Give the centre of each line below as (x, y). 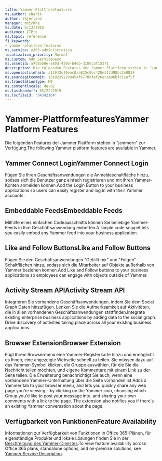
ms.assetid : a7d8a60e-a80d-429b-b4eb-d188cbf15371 (57, 64)
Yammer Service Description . (34, 454)
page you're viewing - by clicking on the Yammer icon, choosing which (75, 391)
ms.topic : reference (26, 37)
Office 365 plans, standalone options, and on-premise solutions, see (73, 448)
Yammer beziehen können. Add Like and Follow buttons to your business (77, 270)
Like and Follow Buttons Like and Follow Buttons (78, 248)
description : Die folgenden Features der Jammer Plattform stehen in (76, 68)
